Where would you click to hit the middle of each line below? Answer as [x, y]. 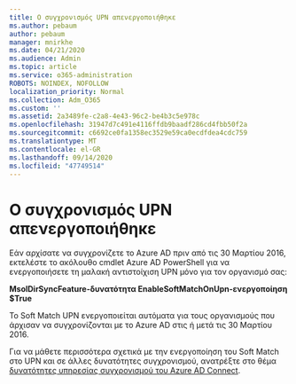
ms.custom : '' [35, 108]
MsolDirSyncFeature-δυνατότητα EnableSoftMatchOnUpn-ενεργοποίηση [148, 289]
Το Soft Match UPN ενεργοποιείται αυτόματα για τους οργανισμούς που [142, 316]
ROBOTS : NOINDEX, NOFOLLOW [59, 83]
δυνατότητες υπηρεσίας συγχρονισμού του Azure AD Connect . [125, 371]
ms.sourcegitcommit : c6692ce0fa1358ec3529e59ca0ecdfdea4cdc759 [129, 133]
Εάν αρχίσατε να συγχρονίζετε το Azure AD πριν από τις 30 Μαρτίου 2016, [148, 253]
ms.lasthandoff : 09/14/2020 [61, 157]
